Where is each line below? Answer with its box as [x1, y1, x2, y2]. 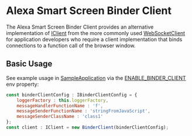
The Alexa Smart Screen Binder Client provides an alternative [6, 23, 154, 30]
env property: [6, 81, 39, 88]
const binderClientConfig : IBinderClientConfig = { [6, 92, 138, 97]
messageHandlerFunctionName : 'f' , [16, 103, 104, 109]
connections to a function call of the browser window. [6, 42, 136, 49]
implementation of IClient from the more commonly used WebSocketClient [6, 29, 186, 36]
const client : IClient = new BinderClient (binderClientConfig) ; [6, 124, 169, 130]
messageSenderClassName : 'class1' [16, 114, 104, 120]
